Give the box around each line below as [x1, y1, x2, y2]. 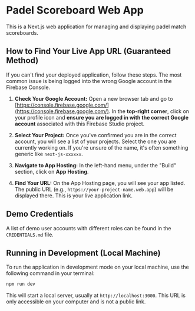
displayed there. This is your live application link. [14, 192, 133, 199]
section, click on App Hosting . [14, 168, 89, 175]
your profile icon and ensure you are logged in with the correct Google [14, 114, 189, 121]
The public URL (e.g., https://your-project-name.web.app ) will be [14, 186, 174, 193]
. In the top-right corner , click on [108, 107, 190, 115]
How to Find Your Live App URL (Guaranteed [6, 47, 171, 57]
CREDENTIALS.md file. [6, 231, 54, 238]
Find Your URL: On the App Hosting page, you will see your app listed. [14, 179, 186, 186]
